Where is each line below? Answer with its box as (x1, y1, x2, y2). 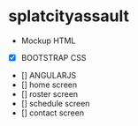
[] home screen (20, 79, 78, 90)
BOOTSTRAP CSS (20, 52, 87, 63)
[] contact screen (20, 107, 85, 118)
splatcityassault (8, 6, 130, 26)
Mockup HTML (20, 35, 76, 46)
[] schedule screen (20, 99, 90, 108)
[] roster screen (20, 89, 79, 99)
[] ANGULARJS (20, 70, 77, 80)
